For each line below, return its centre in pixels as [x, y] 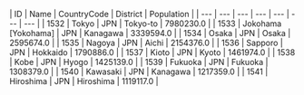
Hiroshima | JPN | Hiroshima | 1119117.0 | [84, 81]
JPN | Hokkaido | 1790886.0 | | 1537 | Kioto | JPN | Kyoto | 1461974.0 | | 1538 [152, 52]
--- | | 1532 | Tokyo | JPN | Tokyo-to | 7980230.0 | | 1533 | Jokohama [153, 24]
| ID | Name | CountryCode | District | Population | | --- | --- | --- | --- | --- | [150, 14]
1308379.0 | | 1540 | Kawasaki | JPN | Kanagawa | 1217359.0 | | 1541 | [139, 71]
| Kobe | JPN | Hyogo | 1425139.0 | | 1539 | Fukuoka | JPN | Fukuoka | [139, 62]
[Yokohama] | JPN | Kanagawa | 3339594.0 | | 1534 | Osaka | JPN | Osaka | [150, 33]
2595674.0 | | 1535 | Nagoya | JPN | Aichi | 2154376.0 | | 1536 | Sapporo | [146, 43]
